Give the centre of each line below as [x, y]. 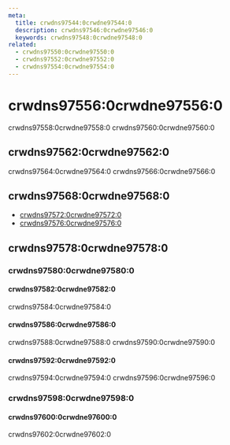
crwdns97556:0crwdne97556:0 [115, 105]
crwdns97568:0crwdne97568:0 [89, 196]
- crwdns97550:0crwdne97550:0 [65, 52]
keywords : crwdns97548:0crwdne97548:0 [79, 37]
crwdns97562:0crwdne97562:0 [89, 152]
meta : [17, 15]
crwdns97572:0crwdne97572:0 [70, 215]
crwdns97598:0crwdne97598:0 [71, 399]
